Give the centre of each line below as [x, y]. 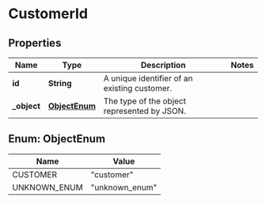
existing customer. [138, 88]
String [60, 83]
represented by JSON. [144, 111]
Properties [35, 43]
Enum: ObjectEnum [57, 139]
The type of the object [144, 101]
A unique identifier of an [148, 78]
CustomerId [48, 14]
